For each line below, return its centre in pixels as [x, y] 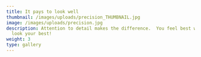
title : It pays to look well [42, 12]
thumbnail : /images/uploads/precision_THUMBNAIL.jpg [73, 17]
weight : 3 [19, 39]
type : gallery [24, 45]
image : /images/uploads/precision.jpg [54, 23]
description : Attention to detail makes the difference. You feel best [99, 28]
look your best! [32, 34]
